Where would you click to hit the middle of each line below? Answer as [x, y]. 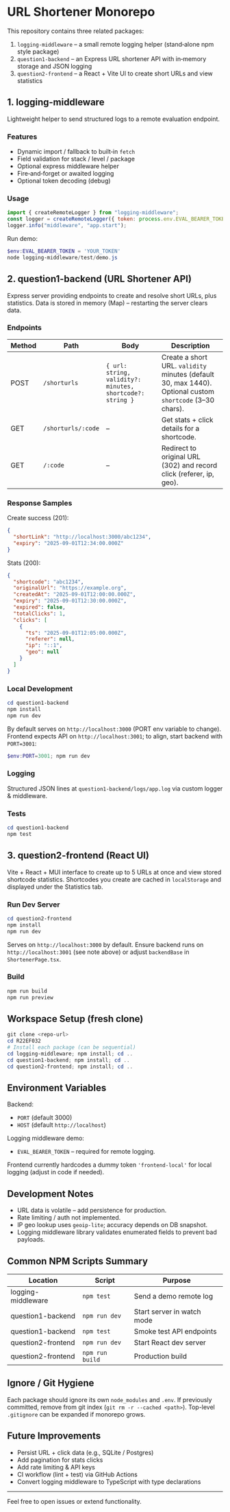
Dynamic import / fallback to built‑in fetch [76, 152]
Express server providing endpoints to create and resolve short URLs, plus [112, 295]
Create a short [184, 357]
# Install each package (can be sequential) [72, 1047]
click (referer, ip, [188, 474]
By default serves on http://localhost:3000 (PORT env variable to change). [114, 729]
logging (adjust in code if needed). [56, 1172]
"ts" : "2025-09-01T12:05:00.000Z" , [76, 633]
